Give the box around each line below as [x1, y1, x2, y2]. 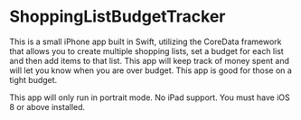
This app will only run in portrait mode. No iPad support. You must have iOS [9, 92, 291, 103]
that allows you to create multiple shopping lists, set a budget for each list [9, 45, 285, 56]
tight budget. [9, 74, 58, 85]
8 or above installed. [9, 101, 86, 112]
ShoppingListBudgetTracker [9, 6, 226, 27]
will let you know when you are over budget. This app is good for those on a [9, 65, 292, 76]
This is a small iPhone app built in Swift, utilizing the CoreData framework [9, 36, 282, 47]
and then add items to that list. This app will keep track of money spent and [9, 55, 289, 66]
